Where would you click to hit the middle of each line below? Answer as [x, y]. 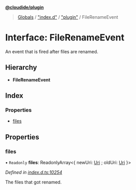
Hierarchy [21, 68]
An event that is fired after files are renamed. [52, 51]
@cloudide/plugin [25, 7]
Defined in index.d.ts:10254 [34, 172]
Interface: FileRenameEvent [65, 38]
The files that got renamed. [33, 182]
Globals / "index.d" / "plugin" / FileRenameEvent [68, 17]
